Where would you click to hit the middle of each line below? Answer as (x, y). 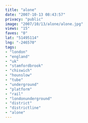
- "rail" (14, 94)
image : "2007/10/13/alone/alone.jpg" (44, 24)
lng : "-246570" (21, 43)
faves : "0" (16, 33)
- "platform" (19, 89)
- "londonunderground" (29, 98)
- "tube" (14, 80)
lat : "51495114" (22, 38)
